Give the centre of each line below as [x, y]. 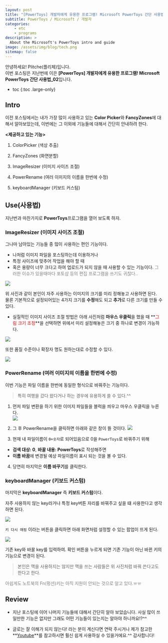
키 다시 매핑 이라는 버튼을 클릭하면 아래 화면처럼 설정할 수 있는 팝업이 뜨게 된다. [82, 530]
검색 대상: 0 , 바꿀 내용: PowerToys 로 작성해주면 [59, 450]
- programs [25, 33]
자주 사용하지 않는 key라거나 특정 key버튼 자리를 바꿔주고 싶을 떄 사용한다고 [79, 503]
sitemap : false [21, 52]
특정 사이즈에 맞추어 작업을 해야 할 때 [48, 261]
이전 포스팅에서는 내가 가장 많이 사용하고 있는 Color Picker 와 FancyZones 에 [81, 118]
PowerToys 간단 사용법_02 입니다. [39, 79]
